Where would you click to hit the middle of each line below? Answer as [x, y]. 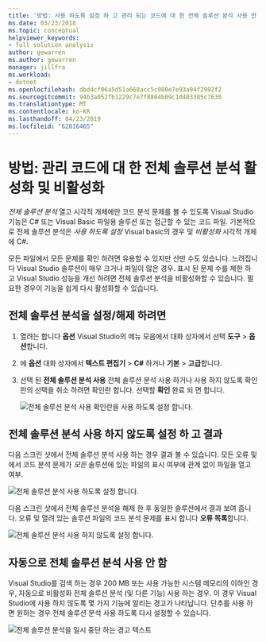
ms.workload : [30, 75]
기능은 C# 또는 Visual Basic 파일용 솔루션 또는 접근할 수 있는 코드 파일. [118, 221]
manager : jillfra [37, 68]
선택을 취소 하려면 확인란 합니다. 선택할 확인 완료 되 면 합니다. [129, 389]
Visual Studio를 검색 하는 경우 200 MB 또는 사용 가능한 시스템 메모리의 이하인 [129, 583]
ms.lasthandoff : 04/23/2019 [55, 119]
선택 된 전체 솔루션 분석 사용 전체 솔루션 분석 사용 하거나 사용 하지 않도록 [131, 380]
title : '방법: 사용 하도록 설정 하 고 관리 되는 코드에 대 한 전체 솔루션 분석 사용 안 [133, 15]
